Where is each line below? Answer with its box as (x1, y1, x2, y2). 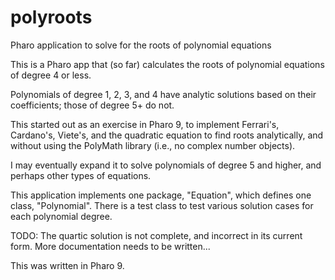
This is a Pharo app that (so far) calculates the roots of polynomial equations (10, 58, 325, 70)
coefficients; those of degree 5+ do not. (10, 99, 175, 111)
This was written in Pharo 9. (10, 259, 125, 271)
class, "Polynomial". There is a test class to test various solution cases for (10, 199, 314, 211)
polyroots (10, 6, 93, 29)
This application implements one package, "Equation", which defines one (10, 189, 312, 201)
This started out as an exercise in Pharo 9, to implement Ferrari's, (10, 118, 280, 130)
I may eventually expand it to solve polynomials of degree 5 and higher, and (10, 159, 322, 171)
